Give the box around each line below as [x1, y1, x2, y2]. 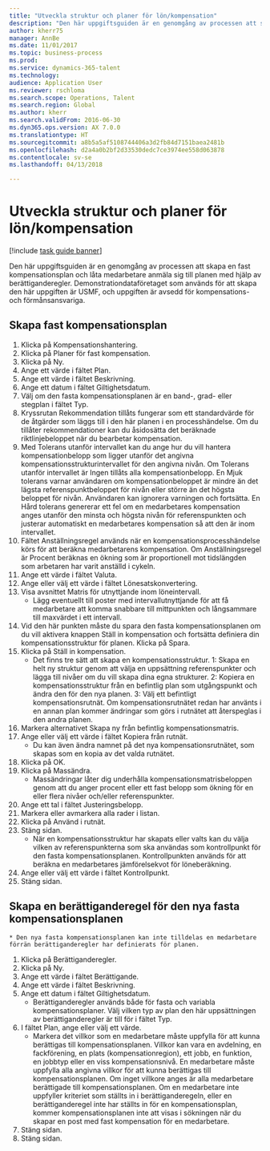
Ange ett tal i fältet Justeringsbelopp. [20, 799, 143, 810]
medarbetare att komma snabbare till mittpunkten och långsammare [32, 604, 257, 613]
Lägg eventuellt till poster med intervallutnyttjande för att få [32, 595, 229, 605]
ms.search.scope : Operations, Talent [9, 94, 135, 102]
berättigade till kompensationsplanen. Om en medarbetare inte [32, 1082, 240, 1092]
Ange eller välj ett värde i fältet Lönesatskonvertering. [20, 578, 198, 588]
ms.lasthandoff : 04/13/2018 [9, 161, 103, 169]
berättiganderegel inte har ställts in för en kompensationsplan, [32, 1099, 238, 1109]
